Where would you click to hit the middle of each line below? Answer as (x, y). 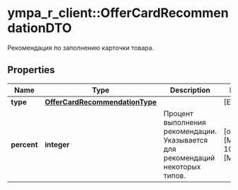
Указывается (186, 140)
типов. (175, 175)
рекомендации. (190, 131)
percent (24, 145)
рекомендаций (189, 157)
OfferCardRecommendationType (101, 102)
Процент (178, 113)
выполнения (185, 122)
